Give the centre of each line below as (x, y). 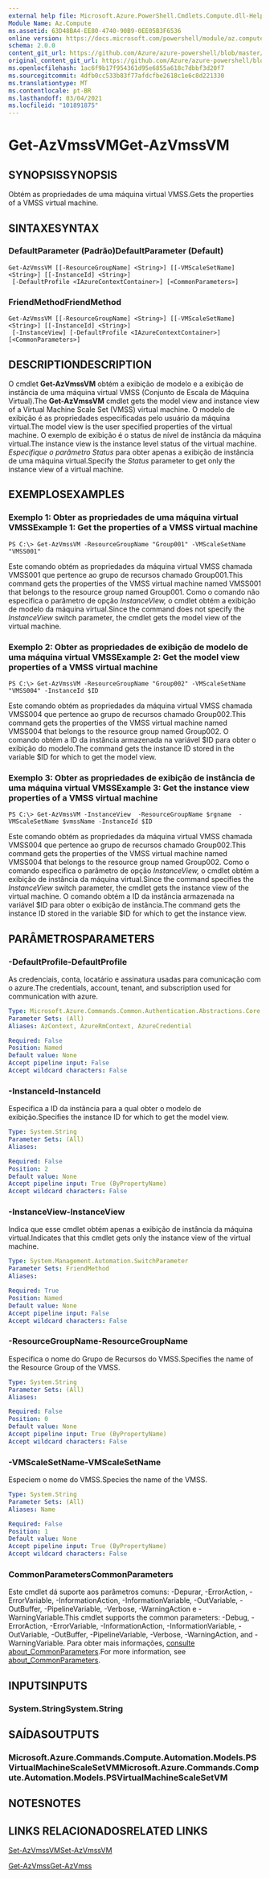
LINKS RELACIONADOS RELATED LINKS (108, 1831)
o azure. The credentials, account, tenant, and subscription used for (120, 987)
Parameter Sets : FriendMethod (59, 1269)
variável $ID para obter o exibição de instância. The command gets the (125, 905)
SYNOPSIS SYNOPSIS (63, 175)
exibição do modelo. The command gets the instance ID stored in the (121, 748)
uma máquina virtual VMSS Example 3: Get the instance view (129, 788)
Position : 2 (28, 1169)
